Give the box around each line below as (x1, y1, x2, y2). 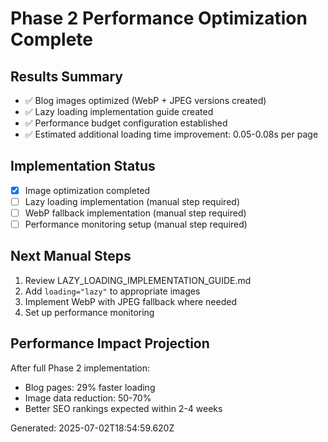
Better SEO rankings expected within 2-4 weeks (24, 402, 223, 414)
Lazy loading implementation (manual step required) (24, 195, 240, 207)
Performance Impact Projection (10, 335, 210, 352)
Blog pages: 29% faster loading (24, 381, 156, 393)
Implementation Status (10, 158, 156, 175)
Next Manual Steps (10, 248, 132, 265)
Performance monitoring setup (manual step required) (24, 218, 248, 230)
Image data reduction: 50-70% (24, 392, 152, 404)
